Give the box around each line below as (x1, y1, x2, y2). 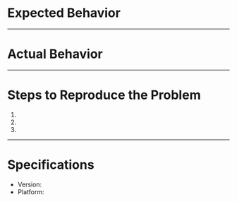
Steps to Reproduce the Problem (7, 87, 201, 103)
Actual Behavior (7, 46, 104, 62)
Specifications (7, 157, 95, 172)
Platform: (17, 187, 44, 196)
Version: (17, 180, 42, 189)
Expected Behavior (7, 5, 121, 21)
